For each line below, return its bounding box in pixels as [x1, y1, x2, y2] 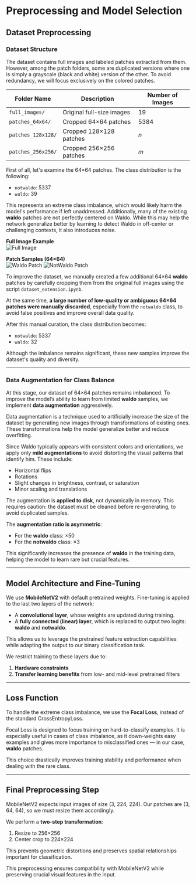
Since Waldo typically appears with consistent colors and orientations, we [6, 443, 184, 450]
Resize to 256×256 [14, 829, 61, 837]
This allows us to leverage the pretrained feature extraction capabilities [6, 635, 177, 642]
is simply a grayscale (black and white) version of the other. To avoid [6, 70, 171, 77]
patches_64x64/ [9, 118, 51, 125]
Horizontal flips [14, 467, 51, 474]
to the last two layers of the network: [6, 600, 94, 607]
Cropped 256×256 [62, 144, 115, 152]
